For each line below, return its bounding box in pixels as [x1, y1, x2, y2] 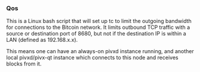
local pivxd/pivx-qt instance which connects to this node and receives [6, 54, 179, 61]
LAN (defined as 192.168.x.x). [6, 37, 78, 44]
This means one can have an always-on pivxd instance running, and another [6, 48, 194, 55]
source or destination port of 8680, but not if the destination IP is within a [6, 30, 186, 37]
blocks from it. [6, 60, 42, 67]
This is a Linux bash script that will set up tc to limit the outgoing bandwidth [6, 18, 192, 25]
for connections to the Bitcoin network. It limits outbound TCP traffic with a [6, 24, 190, 31]
